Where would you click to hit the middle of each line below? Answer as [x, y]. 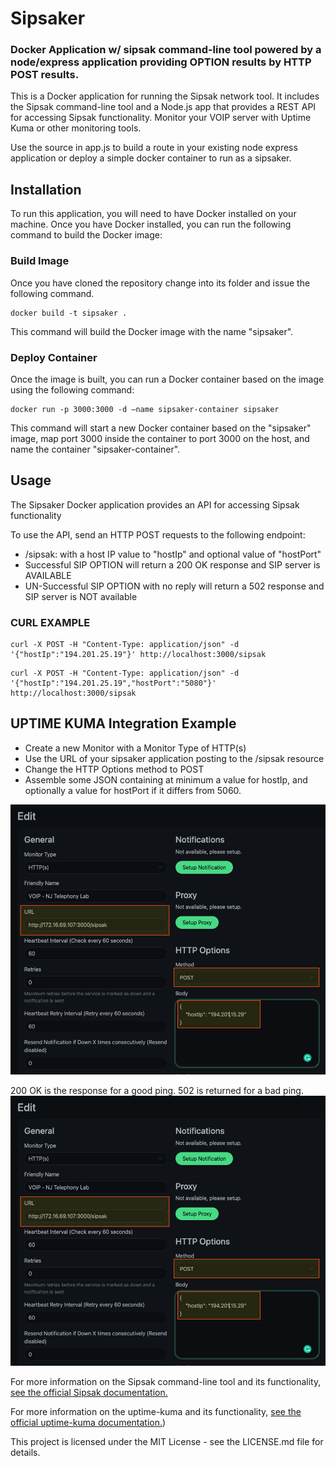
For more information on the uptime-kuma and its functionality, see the [156, 1411]
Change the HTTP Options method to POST [114, 769]
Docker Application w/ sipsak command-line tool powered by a [166, 50]
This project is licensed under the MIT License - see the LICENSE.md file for [167, 1441]
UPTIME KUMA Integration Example [123, 723]
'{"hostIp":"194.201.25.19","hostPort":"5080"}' [113, 683]
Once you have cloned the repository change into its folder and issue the [160, 283]
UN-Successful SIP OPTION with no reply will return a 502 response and [174, 586]
